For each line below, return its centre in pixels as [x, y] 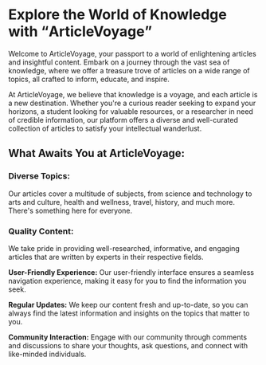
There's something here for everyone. [70, 210]
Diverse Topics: [39, 176]
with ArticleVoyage [76, 31]
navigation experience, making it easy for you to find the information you [127, 281]
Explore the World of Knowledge [117, 15]
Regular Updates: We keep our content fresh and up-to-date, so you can [128, 304]
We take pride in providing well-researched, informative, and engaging [124, 248]
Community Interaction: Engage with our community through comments [128, 337]
